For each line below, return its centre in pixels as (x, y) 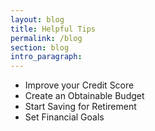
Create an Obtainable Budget (84, 96)
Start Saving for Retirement (80, 107)
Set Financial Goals (64, 117)
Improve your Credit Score (79, 85)
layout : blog (37, 19)
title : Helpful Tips (53, 29)
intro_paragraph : (46, 57)
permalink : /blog (46, 38)
